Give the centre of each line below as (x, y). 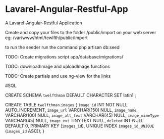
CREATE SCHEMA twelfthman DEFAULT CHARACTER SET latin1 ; (71, 95)
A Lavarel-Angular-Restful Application (44, 23)
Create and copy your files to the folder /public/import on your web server (81, 32)
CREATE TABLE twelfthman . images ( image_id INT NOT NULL (66, 104)
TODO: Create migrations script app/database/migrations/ (64, 57)
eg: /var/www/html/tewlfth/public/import (46, 38)
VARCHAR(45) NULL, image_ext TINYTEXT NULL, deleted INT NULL (74, 120)
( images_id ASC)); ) (25, 131)
